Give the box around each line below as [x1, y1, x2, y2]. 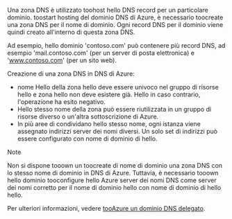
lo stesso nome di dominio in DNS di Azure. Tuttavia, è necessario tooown [7, 169, 219, 177]
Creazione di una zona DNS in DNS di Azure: [7, 69, 135, 78]
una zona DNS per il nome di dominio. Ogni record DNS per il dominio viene [7, 21, 224, 28]
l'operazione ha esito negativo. [17, 98, 106, 106]
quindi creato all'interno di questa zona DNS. [7, 28, 135, 36]
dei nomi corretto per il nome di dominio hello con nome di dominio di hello [7, 184, 222, 191]
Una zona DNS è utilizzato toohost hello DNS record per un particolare [7, 6, 208, 14]
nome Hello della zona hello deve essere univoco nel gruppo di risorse [17, 83, 219, 91]
